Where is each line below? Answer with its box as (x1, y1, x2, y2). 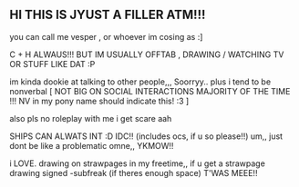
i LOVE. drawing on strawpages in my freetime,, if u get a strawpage (9, 158, 266, 169)
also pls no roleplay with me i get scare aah (9, 113, 172, 123)
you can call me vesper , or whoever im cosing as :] (9, 31, 203, 42)
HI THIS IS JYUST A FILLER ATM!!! (9, 7, 206, 23)
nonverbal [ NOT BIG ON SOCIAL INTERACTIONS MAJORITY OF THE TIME (9, 85, 291, 96)
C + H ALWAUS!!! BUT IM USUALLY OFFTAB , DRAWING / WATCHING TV (9, 49, 284, 60)
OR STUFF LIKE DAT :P (9, 58, 96, 69)
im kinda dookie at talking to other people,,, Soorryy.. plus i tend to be (9, 76, 272, 87)
